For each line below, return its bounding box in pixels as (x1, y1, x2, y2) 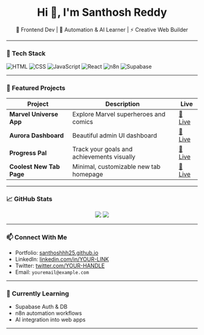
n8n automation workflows (15, 309, 82, 317)
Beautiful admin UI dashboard (72, 131, 157, 139)
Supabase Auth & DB (15, 303, 68, 311)
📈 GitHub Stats (6, 195, 53, 203)
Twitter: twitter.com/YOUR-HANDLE (15, 262, 105, 269)
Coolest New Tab (9, 162, 60, 171)
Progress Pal (9, 148, 47, 157)
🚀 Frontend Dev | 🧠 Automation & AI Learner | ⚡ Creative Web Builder (16, 26, 188, 33)
